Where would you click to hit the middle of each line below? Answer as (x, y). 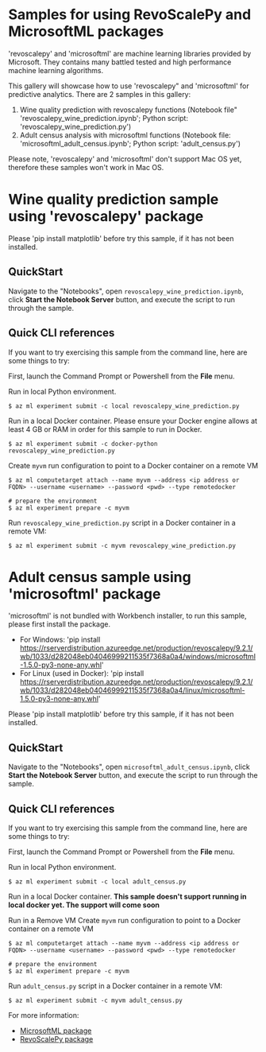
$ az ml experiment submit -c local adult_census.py (97, 882)
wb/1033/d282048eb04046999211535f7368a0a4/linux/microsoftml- (132, 690)
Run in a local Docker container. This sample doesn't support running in (128, 897)
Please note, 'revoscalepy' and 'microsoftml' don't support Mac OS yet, (125, 159)
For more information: (44, 1015)
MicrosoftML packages (86, 31)
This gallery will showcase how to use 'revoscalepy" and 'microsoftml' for (129, 86)
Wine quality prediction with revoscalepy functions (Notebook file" (129, 110)
